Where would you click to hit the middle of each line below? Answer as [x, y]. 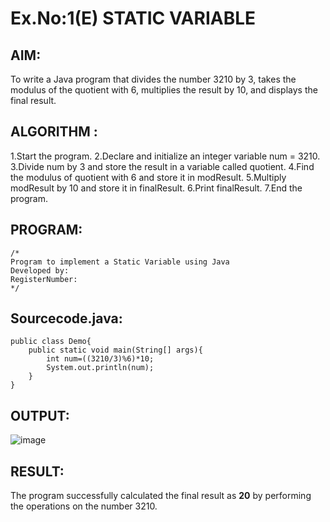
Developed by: [40, 270]
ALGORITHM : [54, 132]
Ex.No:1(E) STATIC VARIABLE [133, 18]
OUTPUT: [40, 415]
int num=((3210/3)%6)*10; [100, 359]
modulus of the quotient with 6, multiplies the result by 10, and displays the [164, 90]
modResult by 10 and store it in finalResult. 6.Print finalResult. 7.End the [156, 188]
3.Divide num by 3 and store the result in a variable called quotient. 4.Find [162, 166]
